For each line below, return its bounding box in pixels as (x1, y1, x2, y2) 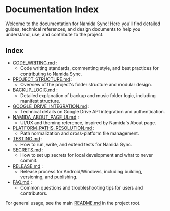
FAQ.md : (12, 179, 32, 185)
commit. (20, 157, 38, 163)
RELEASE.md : (12, 162, 43, 169)
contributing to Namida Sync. (20, 71, 82, 77)
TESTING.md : (12, 135, 43, 142)
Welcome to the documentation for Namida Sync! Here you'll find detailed (5, 20, 161, 27)
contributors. (20, 190, 48, 196)
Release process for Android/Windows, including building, (20, 168, 143, 174)
